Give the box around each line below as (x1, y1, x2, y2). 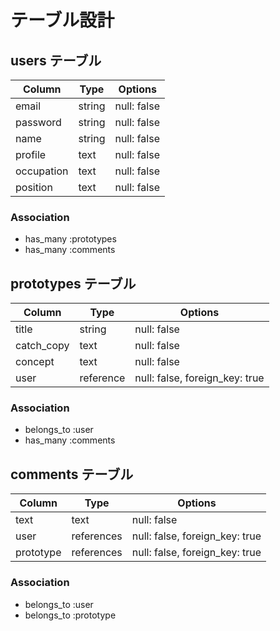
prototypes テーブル (10, 275, 137, 292)
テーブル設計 (10, 9, 115, 32)
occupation (15, 164, 69, 178)
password (15, 116, 62, 129)
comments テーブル (10, 466, 134, 483)
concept (15, 355, 55, 369)
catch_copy (15, 339, 70, 353)
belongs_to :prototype (24, 609, 117, 621)
